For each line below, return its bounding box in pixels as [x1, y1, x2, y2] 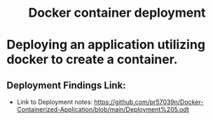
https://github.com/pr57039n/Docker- [93, 98, 204, 106]
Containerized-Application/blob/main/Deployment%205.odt [16, 105, 190, 114]
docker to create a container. [6, 52, 178, 68]
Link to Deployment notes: [16, 98, 92, 106]
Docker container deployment [28, 5, 206, 21]
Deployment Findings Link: [6, 79, 127, 91]
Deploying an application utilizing [6, 37, 206, 53]
